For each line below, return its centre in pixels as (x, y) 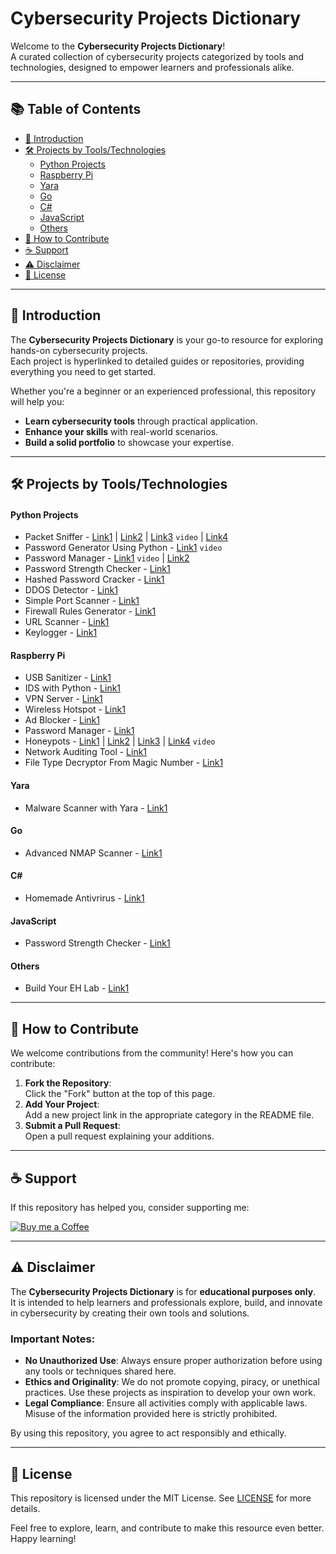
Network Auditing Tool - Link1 (86, 752)
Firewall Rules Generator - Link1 (90, 611)
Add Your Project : (62, 1104)
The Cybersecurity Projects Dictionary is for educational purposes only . (163, 1291)
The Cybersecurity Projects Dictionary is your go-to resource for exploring (167, 339)
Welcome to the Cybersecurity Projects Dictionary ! (118, 46)
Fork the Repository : (68, 1083)
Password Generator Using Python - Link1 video (123, 548)
